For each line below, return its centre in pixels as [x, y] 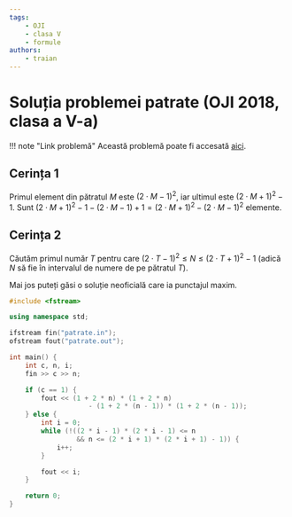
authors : [25, 51]
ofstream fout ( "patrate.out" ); [67, 341]
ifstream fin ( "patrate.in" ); [63, 333]
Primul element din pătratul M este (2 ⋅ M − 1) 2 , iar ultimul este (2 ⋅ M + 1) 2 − [146, 196]
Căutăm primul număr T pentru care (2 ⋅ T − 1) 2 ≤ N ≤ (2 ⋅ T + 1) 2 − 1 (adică [145, 257]
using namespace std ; [49, 317]
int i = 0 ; [61, 423]
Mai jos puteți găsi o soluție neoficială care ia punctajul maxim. [123, 285]
